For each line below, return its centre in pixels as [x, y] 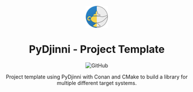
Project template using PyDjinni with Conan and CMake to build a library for [97, 77]
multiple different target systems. [97, 83]
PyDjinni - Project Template [97, 49]
